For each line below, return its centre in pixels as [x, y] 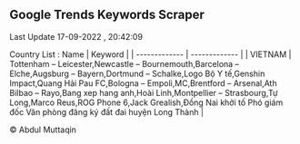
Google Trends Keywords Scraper [107, 15]
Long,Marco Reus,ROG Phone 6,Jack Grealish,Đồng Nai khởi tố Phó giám [146, 102]
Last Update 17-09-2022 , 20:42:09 [76, 36]
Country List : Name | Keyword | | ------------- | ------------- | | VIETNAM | [150, 54]
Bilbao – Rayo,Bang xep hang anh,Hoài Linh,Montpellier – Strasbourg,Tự [144, 92]
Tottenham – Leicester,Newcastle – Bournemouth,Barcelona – [124, 63]
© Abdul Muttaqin [43, 130]
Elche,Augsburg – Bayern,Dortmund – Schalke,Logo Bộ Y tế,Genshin [137, 73]
